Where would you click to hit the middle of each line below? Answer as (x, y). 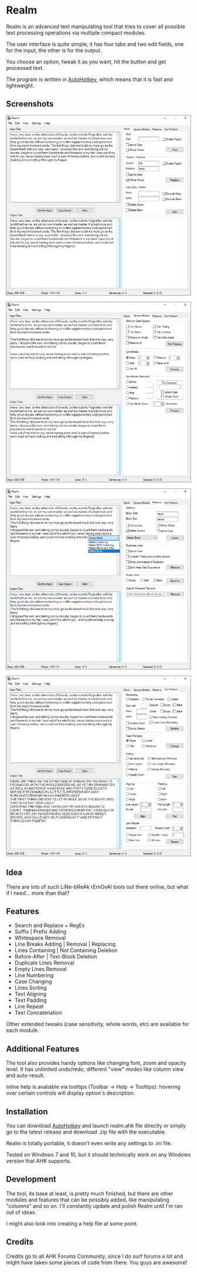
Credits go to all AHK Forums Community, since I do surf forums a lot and (95, 1256)
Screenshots (30, 104)
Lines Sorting (30, 988)
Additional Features (43, 1049)
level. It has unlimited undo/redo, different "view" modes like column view (95, 1069)
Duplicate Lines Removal (44, 963)
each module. (23, 1030)
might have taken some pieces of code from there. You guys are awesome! (97, 1262)
